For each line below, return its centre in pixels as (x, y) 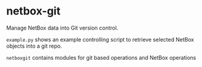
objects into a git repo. (34, 46)
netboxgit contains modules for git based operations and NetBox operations (101, 57)
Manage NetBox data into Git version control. (62, 28)
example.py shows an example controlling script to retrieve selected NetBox (100, 39)
